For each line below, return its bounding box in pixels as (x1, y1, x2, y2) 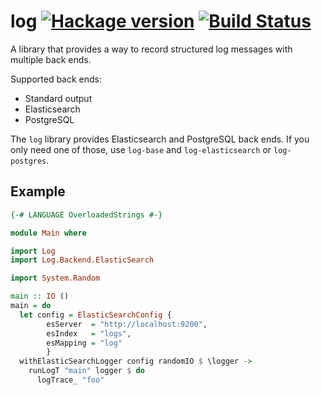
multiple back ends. (10, 53, 92, 65)
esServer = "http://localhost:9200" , (46, 319, 208, 329)
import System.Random (10, 273, 101, 284)
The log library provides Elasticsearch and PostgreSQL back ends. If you (10, 133, 310, 145)
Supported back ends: (10, 73, 103, 85)
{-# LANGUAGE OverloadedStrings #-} (10, 210, 163, 220)
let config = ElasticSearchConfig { (19, 310, 172, 320)
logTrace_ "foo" (36, 375, 105, 385)
